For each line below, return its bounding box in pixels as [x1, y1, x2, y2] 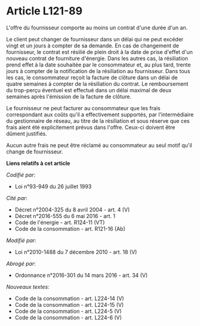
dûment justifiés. [6, 130, 48, 137]
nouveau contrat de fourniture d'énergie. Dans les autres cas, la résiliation [6, 55, 188, 62]
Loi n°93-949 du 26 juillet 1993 [14, 183, 92, 190]
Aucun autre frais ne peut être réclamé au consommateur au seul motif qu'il [6, 141, 192, 149]
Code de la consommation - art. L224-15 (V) [14, 301, 124, 308]
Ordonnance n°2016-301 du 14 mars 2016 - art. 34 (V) [14, 271, 148, 279]
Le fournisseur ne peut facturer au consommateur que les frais [6, 104, 161, 111]
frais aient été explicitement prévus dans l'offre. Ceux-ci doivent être [6, 123, 176, 131]
